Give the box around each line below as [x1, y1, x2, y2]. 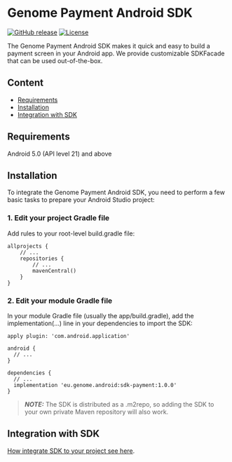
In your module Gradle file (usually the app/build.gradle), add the [7, 311, 194, 320]
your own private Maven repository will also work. [24, 407, 169, 416]
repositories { [20, 254, 64, 262]
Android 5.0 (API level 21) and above [7, 149, 112, 158]
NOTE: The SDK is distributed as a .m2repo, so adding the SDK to [24, 400, 214, 408]
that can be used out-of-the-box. [7, 56, 103, 64]
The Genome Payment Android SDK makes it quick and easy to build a [7, 41, 210, 50]
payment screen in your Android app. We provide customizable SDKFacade [7, 49, 225, 57]
